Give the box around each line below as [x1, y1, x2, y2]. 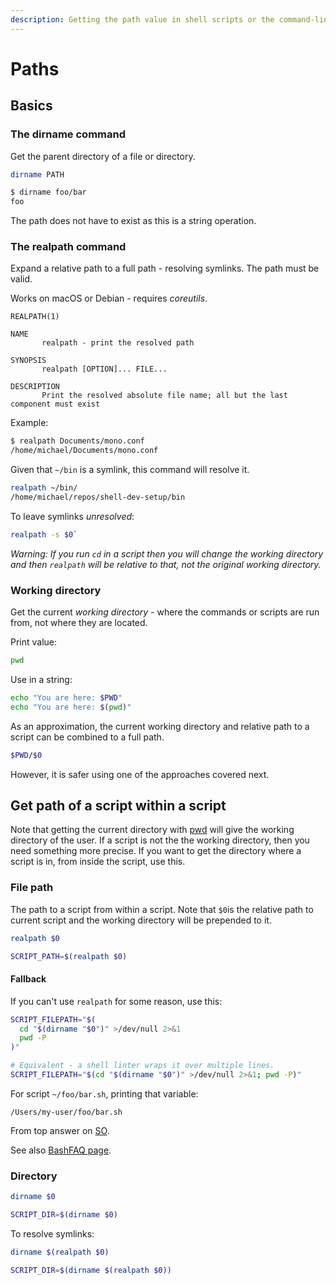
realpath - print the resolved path [41, 338, 195, 348]
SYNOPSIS [10, 356, 47, 366]
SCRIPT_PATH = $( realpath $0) [10, 951, 128, 961]
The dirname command [10, 127, 126, 141]
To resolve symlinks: [10, 1227, 95, 1240]
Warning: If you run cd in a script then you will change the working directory [10, 547, 324, 560]
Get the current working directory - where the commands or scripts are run [10, 606, 320, 618]
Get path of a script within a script [10, 797, 227, 814]
